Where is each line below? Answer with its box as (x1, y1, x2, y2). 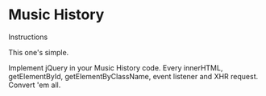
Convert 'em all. (8, 80, 61, 90)
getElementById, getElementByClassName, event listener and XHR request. (8, 71, 259, 81)
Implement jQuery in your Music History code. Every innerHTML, (8, 62, 223, 73)
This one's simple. (8, 47, 69, 57)
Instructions (8, 32, 48, 42)
